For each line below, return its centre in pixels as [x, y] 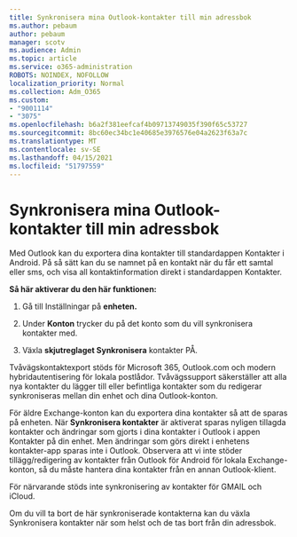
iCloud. [22, 496]
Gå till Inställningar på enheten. [79, 306]
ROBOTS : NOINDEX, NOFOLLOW [59, 75]
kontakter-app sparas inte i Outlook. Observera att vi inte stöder [126, 451]
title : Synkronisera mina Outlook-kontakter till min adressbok [130, 17]
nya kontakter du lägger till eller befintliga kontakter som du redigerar [136, 386]
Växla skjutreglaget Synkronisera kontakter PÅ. [109, 351]
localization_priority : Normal [67, 83]
